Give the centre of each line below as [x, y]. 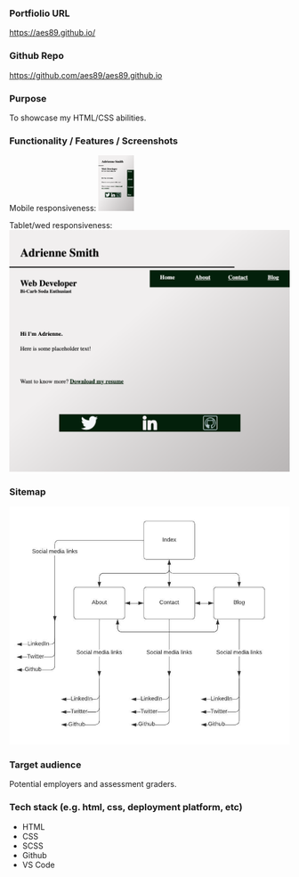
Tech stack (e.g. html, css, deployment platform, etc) [126, 807]
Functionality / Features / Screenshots [94, 141]
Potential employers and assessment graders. [93, 784]
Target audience [45, 765]
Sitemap [28, 492]
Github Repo [36, 56]
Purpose [28, 98]
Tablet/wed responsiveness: [61, 225]
